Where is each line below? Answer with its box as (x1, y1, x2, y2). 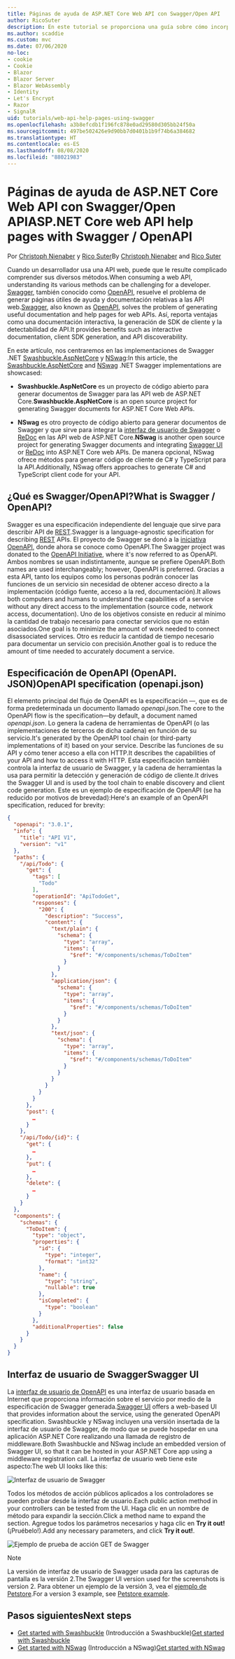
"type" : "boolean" (44, 1304, 99, 1311)
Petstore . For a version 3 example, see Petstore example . (7, 1590, 170, 1598)
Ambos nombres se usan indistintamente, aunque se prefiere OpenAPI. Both (7, 557, 225, 565)
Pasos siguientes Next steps (7, 1610, 131, 1622)
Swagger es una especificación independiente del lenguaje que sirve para (7, 520, 221, 528)
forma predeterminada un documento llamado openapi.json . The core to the (7, 704, 225, 713)
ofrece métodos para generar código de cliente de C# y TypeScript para (17, 455, 226, 464)
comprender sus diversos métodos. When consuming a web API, (7, 273, 192, 281)
